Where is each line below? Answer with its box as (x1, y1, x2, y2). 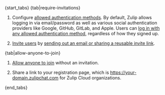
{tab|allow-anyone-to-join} (5, 50, 61, 56)
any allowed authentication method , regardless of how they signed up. (12, 31, 159, 36)
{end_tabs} (5, 84, 28, 90)
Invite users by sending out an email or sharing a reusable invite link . (12, 40, 155, 46)
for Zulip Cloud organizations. (59, 75, 122, 80)
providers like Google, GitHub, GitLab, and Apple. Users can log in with (12, 25, 160, 31)
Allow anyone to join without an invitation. (12, 60, 99, 65)
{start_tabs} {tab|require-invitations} (5, 5, 80, 11)
